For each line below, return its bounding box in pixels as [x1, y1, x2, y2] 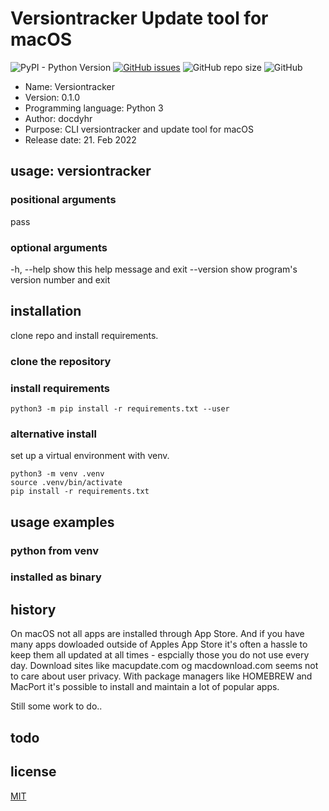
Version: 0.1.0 [24, 91, 81, 103]
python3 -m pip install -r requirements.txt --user [10, 403, 230, 414]
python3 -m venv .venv [10, 469, 105, 479]
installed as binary [10, 570, 102, 584]
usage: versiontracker [10, 163, 152, 180]
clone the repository [10, 354, 112, 368]
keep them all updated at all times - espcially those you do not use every [10, 649, 310, 661]
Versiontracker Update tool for [10, 7, 269, 30]
